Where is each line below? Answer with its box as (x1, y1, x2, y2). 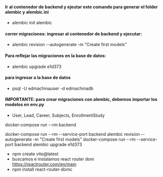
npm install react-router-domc (12, 166, 73, 172)
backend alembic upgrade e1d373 (14, 142, 82, 147)
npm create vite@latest (12, 151, 59, 157)
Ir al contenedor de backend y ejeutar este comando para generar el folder (5, 4, 158, 10)
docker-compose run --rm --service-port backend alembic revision (5, 131, 140, 137)
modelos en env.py (5, 102, 45, 108)
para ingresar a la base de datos (5, 75, 71, 80)
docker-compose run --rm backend (5, 122, 77, 128)
